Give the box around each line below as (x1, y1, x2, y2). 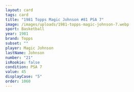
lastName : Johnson (5, 50, 44, 55)
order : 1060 (5, 79, 31, 84)
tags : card (5, 12, 29, 17)
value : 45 (5, 70, 27, 75)
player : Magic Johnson (5, 45, 54, 51)
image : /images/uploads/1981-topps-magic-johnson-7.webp (5, 21, 129, 27)
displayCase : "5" (5, 74, 42, 79)
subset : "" (5, 41, 29, 46)
